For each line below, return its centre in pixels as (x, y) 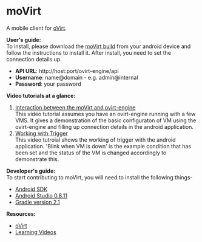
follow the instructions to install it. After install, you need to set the (89, 52)
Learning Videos (35, 232)
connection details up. (34, 59)
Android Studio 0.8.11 (41, 195)
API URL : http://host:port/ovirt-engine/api (67, 71)
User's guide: (24, 40)
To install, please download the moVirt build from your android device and (99, 46)
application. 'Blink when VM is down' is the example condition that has (103, 146)
